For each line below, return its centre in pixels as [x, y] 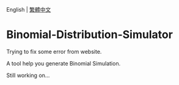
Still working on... [28, 75]
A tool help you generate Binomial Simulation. [64, 63]
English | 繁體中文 [29, 9]
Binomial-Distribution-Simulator [89, 35]
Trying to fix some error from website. [54, 51]
